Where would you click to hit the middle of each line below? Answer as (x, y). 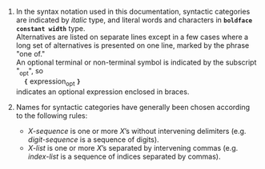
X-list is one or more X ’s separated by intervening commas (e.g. (133, 147)
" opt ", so (30, 72)
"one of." (30, 54)
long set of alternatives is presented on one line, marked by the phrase (132, 45)
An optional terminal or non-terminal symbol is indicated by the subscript (136, 62)
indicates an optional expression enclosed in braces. (102, 92)
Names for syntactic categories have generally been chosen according (133, 107)
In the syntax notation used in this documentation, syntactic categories (133, 12)
